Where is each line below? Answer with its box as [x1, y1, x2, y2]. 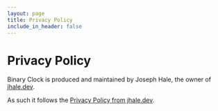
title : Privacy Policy [7, 17, 73, 23]
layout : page [7, 10, 45, 17]
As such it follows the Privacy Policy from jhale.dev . [7, 96, 155, 104]
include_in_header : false [7, 23, 82, 30]
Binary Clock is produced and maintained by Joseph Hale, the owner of [7, 75, 212, 83]
